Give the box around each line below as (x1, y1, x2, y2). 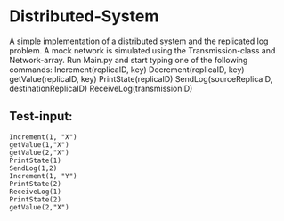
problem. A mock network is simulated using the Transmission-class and (9, 45, 276, 55)
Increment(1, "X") (9, 132, 77, 142)
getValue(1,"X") (9, 140, 69, 149)
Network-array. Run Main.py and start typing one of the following (9, 54, 248, 65)
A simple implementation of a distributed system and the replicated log (9, 36, 269, 46)
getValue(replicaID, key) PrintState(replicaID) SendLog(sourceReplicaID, (9, 73, 273, 84)
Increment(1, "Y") (9, 171, 77, 180)
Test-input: (9, 109, 73, 124)
